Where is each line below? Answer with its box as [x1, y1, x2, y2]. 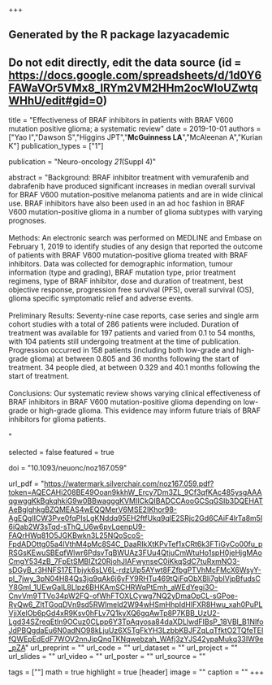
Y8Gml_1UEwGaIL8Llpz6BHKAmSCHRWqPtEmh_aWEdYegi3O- [8, 583, 218, 592]
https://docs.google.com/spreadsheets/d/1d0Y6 [8, 68, 262, 82]
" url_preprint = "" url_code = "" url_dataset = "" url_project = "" [24, 643, 238, 652]
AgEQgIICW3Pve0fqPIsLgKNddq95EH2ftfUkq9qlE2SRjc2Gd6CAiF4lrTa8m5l [8, 514, 263, 523]
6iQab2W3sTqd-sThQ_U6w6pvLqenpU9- [8, 522, 146, 532]
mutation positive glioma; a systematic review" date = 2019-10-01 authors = [8, 124, 261, 134]
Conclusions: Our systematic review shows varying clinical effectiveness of [8, 388, 261, 398]
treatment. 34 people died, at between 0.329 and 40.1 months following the [8, 362, 261, 372]
